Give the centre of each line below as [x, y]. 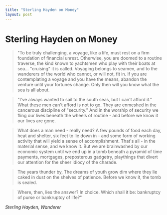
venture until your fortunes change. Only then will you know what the [88, 85]
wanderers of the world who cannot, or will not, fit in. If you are [82, 74]
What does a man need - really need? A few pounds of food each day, [89, 131]
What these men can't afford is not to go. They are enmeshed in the [87, 105]
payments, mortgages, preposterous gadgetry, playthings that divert [87, 157]
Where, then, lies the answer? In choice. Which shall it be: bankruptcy [89, 192]
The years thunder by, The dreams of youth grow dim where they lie [87, 172]
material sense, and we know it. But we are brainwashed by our [83, 146]
